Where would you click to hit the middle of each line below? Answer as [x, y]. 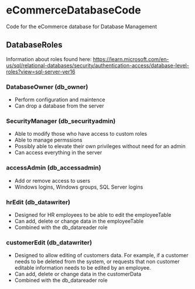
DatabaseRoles [34, 45]
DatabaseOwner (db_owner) [47, 87]
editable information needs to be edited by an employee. [83, 268]
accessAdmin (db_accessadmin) [54, 168]
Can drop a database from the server [59, 106]
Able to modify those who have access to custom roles [81, 134]
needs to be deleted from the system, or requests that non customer [97, 261]
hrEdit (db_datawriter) [38, 202]
